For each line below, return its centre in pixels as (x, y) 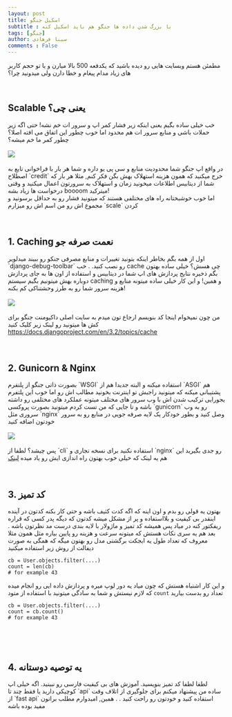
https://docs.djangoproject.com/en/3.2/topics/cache (83, 331)
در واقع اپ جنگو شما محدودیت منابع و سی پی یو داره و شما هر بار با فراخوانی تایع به (116, 168)
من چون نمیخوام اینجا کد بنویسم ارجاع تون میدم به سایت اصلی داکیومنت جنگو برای (114, 317)
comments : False (33, 46)
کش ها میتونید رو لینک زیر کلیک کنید (54, 324)
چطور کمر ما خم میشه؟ (39, 139)
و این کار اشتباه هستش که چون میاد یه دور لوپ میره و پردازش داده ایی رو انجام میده (116, 585)
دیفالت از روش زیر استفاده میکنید (51, 548)
